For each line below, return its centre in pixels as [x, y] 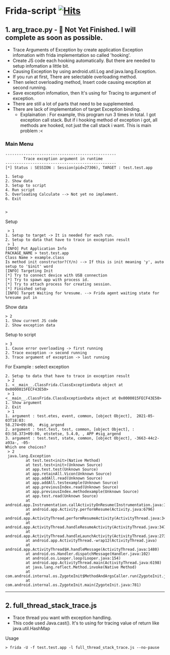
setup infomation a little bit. [41, 66]
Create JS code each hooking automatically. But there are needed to [84, 60]
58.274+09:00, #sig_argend [35, 425]
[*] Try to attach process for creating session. [59, 285]
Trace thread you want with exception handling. [62, 618]
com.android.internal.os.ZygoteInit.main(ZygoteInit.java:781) [73, 585]
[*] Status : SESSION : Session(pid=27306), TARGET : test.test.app [79, 168]
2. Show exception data [30, 325]
